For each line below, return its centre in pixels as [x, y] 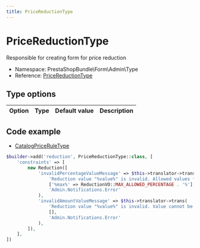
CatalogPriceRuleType [42, 146]
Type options [31, 94]
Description [117, 111]
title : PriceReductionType [40, 12]
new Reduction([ [48, 168]
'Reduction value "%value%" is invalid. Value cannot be [121, 207]
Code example [34, 131]
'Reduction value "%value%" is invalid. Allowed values [119, 179]
